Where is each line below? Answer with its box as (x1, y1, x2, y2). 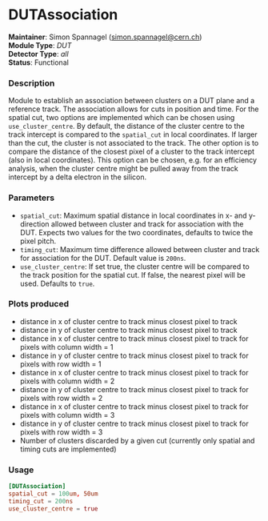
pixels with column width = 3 (19, 410, 115, 419)
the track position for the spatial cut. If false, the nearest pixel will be (19, 270, 246, 279)
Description (8, 78, 55, 89)
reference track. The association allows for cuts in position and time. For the (8, 104, 259, 114)
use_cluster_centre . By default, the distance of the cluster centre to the (8, 122, 246, 131)
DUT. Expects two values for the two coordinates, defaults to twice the (19, 227, 254, 237)
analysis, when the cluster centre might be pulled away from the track (8, 164, 238, 174)
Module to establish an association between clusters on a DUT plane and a (8, 96, 255, 106)
